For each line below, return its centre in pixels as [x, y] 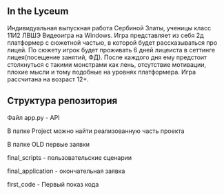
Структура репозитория [62, 101]
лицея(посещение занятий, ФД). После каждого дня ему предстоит [107, 57]
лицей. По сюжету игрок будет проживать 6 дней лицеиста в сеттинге [111, 50]
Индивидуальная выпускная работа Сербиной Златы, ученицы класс [109, 28]
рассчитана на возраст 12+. [48, 79]
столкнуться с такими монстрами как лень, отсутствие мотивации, [107, 64]
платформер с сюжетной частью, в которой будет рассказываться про [112, 42]
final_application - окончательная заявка [66, 171]
